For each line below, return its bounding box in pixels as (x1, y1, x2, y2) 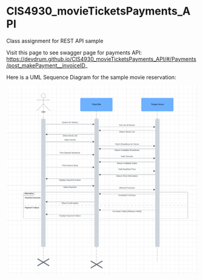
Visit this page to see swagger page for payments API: (6, 48, 142, 56)
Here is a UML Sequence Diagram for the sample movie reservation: (6, 73, 177, 81)
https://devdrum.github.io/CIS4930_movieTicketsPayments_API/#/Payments (6, 55, 197, 62)
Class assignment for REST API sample (6, 37, 104, 44)
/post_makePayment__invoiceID (6, 62, 85, 69)
